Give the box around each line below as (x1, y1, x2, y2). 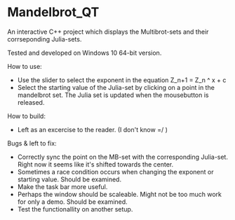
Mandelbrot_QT (7, 4, 100, 20)
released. (17, 98, 45, 106)
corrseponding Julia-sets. (7, 34, 82, 43)
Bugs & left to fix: (7, 138, 58, 148)
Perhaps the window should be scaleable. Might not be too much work (17, 190, 222, 198)
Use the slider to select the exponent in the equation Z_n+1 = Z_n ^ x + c (17, 75, 227, 84)
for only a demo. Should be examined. (17, 198, 128, 206)
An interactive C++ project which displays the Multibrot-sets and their (7, 27, 209, 36)
